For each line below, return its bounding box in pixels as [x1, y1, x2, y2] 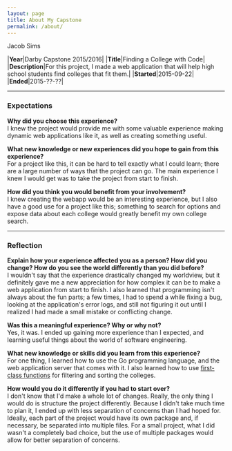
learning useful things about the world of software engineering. [7, 336, 188, 344]
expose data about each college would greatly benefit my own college [7, 209, 207, 218]
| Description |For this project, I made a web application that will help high [7, 63, 215, 71]
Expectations [7, 101, 53, 111]
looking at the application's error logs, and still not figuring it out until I [7, 300, 206, 308]
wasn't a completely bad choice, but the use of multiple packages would [7, 428, 214, 436]
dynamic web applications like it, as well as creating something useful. [7, 131, 207, 140]
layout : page [7, 10, 45, 17]
